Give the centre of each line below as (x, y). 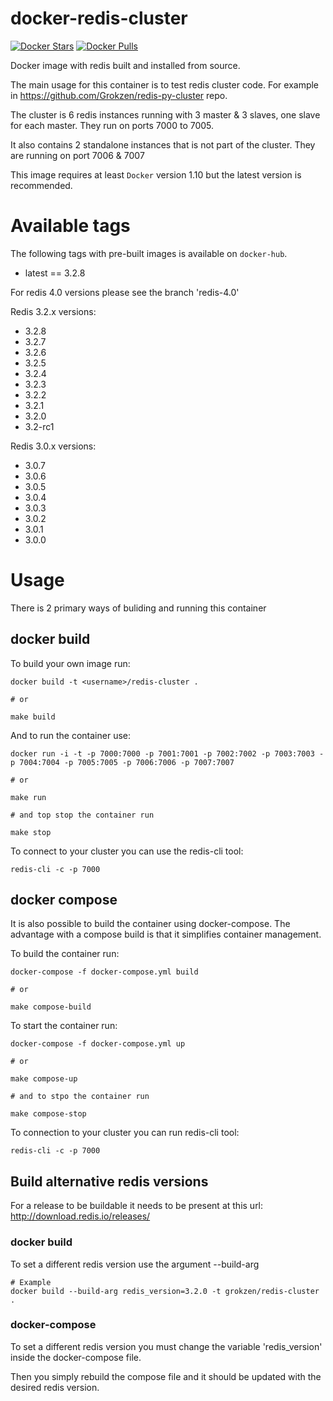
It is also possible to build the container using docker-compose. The (150, 924)
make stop (31, 832)
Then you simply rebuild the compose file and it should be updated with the (166, 1376)
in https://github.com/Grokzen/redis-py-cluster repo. (119, 95)
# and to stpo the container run (80, 1097)
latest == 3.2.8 (55, 273)
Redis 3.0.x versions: (53, 446)
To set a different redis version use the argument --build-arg (135, 1264)
